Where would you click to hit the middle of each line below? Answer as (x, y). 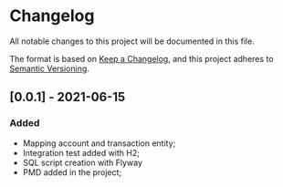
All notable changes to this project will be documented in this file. (132, 41)
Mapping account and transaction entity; (99, 143)
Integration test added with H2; (81, 152)
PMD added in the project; (72, 172)
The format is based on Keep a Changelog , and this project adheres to (141, 58)
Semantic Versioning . (49, 68)
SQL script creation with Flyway (83, 162)
